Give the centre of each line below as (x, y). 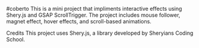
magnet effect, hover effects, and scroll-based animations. (79, 21)
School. (16, 39)
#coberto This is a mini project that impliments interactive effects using (94, 9)
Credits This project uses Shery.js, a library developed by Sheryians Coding (100, 33)
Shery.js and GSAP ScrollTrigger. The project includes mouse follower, (93, 15)
